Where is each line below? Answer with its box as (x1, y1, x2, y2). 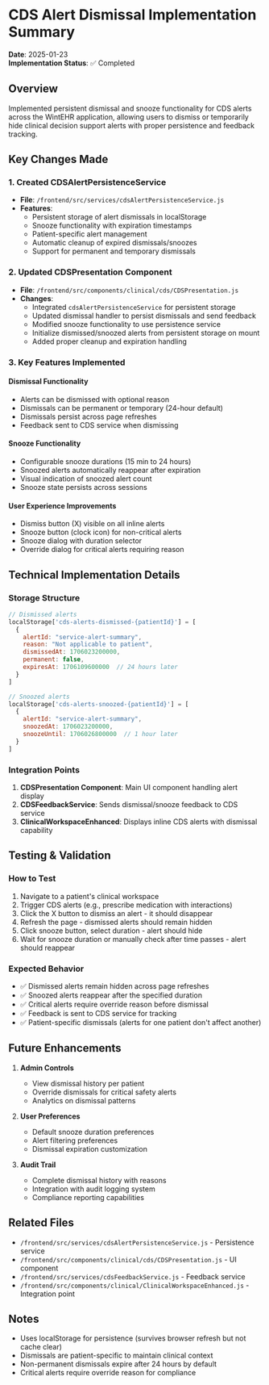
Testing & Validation (8, 849, 111, 863)
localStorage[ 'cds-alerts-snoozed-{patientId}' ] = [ (8, 700, 189, 708)
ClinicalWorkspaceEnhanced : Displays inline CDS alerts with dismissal (19, 817, 258, 826)
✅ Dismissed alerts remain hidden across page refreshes (19, 981, 209, 990)
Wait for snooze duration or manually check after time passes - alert (19, 934, 246, 944)
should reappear (19, 943, 75, 952)
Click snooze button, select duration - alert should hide (19, 926, 203, 935)
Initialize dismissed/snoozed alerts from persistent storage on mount (31, 328, 260, 337)
